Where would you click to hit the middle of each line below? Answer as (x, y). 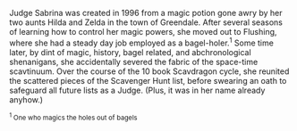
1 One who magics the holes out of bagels (73, 117)
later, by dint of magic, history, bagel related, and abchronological (131, 52)
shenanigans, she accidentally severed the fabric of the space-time (134, 61)
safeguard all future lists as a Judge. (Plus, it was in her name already (137, 90)
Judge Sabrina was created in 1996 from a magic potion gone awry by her (146, 13)
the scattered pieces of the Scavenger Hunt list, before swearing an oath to (148, 80)
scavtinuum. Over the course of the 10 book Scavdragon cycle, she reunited (149, 71)
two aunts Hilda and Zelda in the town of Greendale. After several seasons (146, 22)
